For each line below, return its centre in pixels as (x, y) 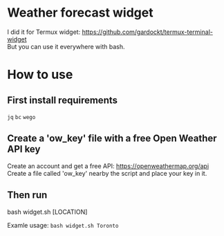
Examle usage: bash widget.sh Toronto (63, 225)
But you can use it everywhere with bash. (66, 46)
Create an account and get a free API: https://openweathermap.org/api (108, 166)
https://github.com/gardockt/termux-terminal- (147, 32)
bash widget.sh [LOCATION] (47, 212)
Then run (27, 195)
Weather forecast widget (80, 13)
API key (24, 149)
